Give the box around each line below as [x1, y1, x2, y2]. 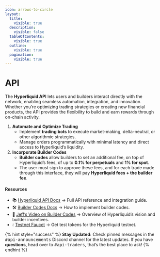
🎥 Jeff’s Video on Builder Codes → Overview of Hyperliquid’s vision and [12, 211, 156, 217]
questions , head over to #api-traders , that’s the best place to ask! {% [5, 242, 149, 248]
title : [9, 16, 23, 21]
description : [9, 25, 36, 30]
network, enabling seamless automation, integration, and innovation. [5, 99, 142, 105]
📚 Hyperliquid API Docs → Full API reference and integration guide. [12, 197, 147, 203]
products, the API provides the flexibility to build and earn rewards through [5, 109, 154, 115]
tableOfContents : [9, 34, 45, 39]
